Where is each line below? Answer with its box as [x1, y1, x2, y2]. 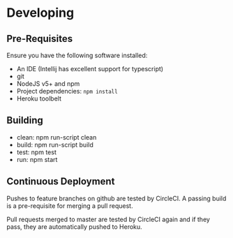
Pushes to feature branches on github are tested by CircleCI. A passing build [6, 194, 227, 202]
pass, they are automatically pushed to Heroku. [6, 222, 142, 231]
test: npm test [16, 148, 57, 156]
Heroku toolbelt [16, 94, 62, 103]
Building [6, 114, 43, 126]
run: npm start [16, 155, 58, 163]
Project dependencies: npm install [16, 87, 118, 95]
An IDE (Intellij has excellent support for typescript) [16, 65, 164, 73]
